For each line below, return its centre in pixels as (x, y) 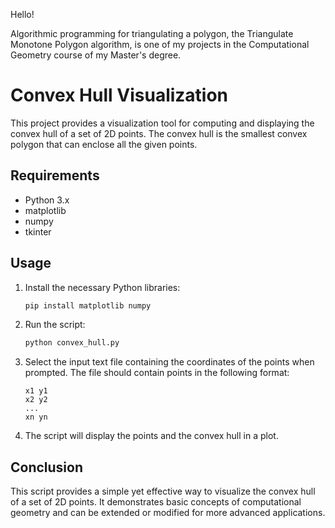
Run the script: (55, 325)
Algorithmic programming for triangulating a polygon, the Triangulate (152, 33)
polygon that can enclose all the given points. (104, 144)
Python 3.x (47, 200)
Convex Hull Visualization (119, 95)
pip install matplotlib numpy (88, 305)
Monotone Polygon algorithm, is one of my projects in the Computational (160, 44)
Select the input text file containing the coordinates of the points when (169, 362)
